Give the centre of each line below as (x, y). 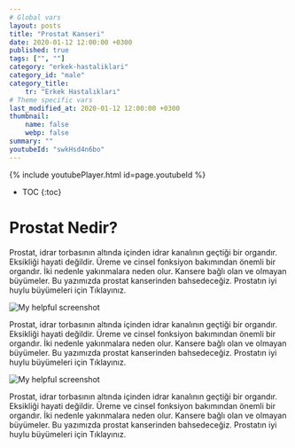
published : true (39, 51)
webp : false (47, 133)
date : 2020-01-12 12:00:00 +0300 (71, 42)
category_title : (39, 83)
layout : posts (35, 26)
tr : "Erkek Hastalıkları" (73, 91)
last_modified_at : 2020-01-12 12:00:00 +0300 (94, 108)
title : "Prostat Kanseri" (57, 34)
